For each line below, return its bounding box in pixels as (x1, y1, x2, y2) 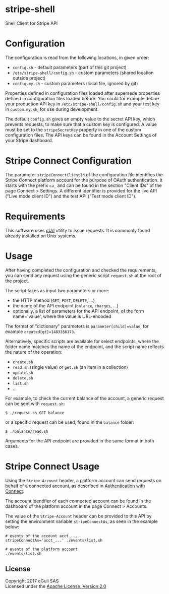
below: (5, 523, 19, 530)
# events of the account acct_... (5, 533, 78, 539)
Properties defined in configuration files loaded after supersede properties (5, 90, 160, 96)
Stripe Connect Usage (5, 460, 100, 472)
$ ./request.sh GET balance (5, 410, 65, 415)
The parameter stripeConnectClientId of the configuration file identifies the (5, 171, 163, 177)
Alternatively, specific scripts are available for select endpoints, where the (5, 338, 159, 344)
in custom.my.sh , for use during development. (5, 106, 99, 112)
